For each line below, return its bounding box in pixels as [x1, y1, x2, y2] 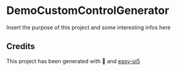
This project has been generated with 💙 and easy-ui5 [6, 57, 140, 64]
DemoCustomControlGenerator [6, 4, 170, 18]
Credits [6, 41, 36, 52]
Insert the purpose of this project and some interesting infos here [6, 24, 171, 31]
